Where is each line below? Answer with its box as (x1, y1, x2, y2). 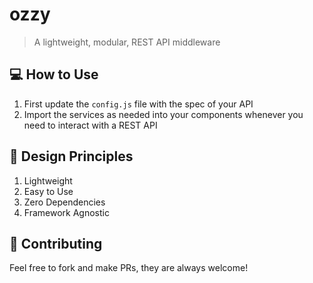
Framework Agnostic (23, 206, 110, 218)
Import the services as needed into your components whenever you (23, 108, 304, 120)
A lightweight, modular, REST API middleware (33, 36, 221, 48)
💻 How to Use (9, 66, 99, 83)
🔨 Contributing (9, 235, 103, 252)
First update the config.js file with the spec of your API (23, 98, 254, 110)
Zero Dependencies (23, 196, 106, 208)
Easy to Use (23, 185, 74, 197)
